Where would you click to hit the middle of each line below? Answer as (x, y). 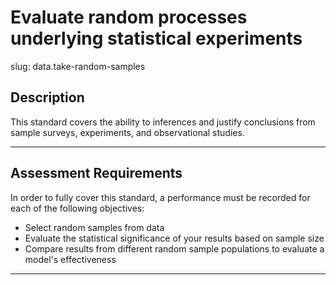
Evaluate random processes (129, 17)
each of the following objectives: (77, 208)
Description (47, 97)
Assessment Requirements (96, 173)
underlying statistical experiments (156, 38)
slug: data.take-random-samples (78, 66)
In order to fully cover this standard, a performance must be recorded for (160, 197)
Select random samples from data (94, 227)
